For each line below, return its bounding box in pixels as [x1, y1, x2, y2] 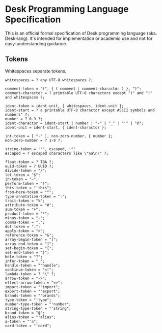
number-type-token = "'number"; [5, 301, 71, 306]
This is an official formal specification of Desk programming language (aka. [5, 30, 157, 36]
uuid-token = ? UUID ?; [5, 164, 54, 168]
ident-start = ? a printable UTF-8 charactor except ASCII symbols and [5, 107, 155, 113]
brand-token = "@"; [5, 310, 45, 315]
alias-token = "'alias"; [5, 314, 56, 320]
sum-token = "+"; [5, 207, 41, 212]
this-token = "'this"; [5, 185, 52, 190]
